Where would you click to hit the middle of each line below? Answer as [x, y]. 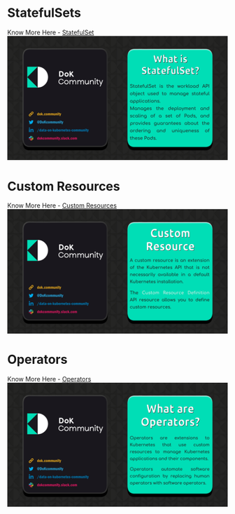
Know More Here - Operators [49, 379]
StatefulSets [44, 13]
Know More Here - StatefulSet [51, 32]
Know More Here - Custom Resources [62, 205]
